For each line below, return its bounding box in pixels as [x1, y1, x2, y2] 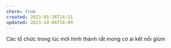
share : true [6, 8, 36, 15]
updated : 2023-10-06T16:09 [6, 19, 73, 25]
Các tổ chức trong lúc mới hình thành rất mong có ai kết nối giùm [6, 36, 166, 43]
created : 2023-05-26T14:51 [6, 14, 73, 20]
